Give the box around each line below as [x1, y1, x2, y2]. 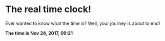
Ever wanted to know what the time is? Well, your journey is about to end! [5, 20, 160, 26]
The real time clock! [5, 4, 91, 15]
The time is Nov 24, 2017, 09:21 [5, 30, 73, 36]
